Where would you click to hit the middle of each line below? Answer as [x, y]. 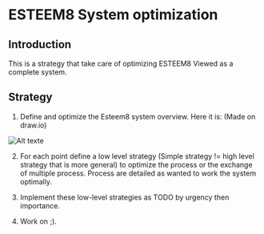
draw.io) [33, 125]
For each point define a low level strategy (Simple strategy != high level [137, 156]
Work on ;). [38, 221]
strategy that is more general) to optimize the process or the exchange [136, 164]
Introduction [40, 44]
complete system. [38, 72]
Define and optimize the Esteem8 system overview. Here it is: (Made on [138, 116]
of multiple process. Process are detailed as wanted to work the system [138, 173]
